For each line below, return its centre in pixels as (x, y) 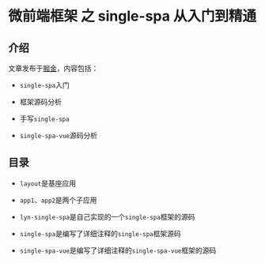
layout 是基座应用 (48, 183)
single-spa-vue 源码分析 (59, 135)
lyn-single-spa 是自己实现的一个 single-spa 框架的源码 (107, 216)
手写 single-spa (44, 118)
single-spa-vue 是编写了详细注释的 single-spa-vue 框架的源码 (118, 250)
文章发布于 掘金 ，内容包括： (53, 68)
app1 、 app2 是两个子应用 (58, 200)
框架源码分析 (40, 102)
